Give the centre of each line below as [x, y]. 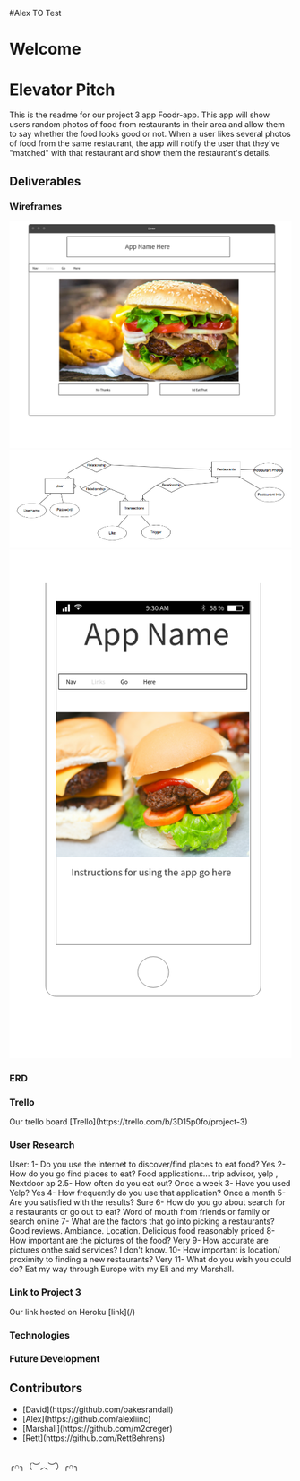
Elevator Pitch [62, 90]
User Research [42, 1144]
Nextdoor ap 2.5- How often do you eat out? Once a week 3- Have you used [150, 1184]
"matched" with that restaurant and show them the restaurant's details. [140, 153]
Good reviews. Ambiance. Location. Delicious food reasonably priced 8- [142, 1231]
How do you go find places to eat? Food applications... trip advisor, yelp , [144, 1174]
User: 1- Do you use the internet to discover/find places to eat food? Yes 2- [148, 1165]
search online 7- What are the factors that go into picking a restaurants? [142, 1221]
